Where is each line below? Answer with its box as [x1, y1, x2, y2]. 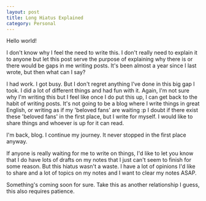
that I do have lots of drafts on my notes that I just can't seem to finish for [6, 156, 192, 164]
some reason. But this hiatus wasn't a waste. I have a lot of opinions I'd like [6, 163, 196, 170]
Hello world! [6, 37, 37, 45]
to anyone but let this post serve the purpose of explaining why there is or [6, 56, 193, 63]
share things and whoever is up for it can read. [6, 119, 124, 127]
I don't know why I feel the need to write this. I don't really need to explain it [6, 49, 198, 56]
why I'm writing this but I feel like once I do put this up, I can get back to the [6, 93, 198, 101]
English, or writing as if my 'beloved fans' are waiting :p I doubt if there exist [6, 107, 198, 114]
